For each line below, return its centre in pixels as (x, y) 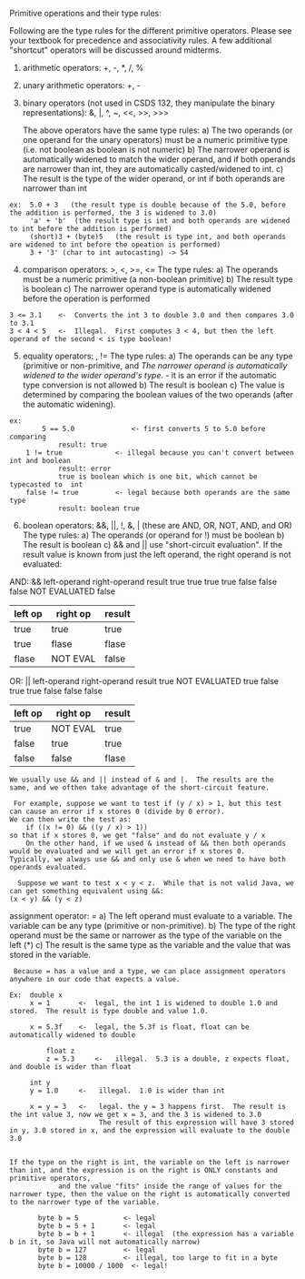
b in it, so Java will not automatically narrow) (105, 1242)
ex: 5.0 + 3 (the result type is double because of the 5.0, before (148, 205)
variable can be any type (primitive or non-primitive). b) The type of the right (152, 926)
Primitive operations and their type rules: (85, 13)
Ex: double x (36, 995)
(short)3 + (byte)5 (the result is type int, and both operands (157, 237)
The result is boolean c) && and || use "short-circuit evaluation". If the (152, 544)
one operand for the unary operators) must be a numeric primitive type (155, 140)
